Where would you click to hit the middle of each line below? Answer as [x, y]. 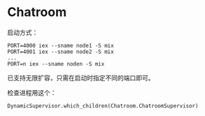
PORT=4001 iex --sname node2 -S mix [61, 52]
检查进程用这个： [32, 92]
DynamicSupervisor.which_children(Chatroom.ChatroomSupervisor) [103, 106]
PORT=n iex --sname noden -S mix [56, 64]
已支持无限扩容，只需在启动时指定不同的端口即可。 [81, 78]
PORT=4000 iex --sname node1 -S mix [61, 45]
